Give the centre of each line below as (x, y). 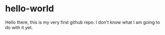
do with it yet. (19, 27)
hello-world (30, 9)
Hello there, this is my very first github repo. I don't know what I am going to (82, 22)
